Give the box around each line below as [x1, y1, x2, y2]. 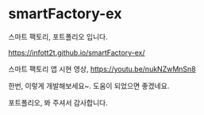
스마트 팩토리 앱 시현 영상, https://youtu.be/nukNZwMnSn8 [8, 64, 196, 74]
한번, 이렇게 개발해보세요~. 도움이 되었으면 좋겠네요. [8, 81, 170, 90]
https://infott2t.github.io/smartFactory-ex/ [8, 48, 145, 57]
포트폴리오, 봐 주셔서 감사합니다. [8, 98, 109, 107]
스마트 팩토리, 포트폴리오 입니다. [8, 32, 109, 41]
